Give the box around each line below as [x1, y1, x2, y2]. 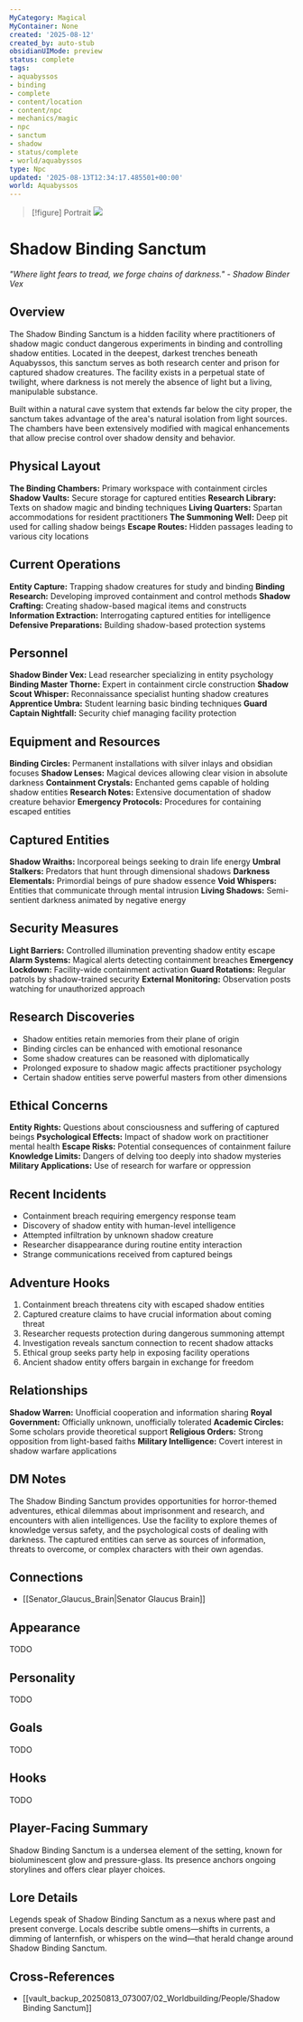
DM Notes [9, 1472, 67, 1487]
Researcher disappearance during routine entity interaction [22, 1239, 243, 1250]
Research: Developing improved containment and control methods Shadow [9, 590, 291, 601]
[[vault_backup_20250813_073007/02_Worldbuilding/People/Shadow [22, 1993, 280, 2004]
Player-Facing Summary [9, 1820, 149, 1836]
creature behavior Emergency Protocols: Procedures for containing [9, 796, 262, 807]
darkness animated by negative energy [41, 894, 187, 905]
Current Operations [9, 557, 122, 572]
